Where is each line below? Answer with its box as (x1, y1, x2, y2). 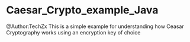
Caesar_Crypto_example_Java (6, 3, 159, 17)
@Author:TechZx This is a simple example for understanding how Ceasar (6, 23, 185, 30)
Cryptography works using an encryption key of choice (6, 29, 141, 36)
